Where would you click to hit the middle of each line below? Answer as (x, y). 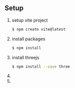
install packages (29, 39)
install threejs (26, 57)
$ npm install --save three (41, 67)
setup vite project (30, 20)
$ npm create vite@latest (38, 29)
